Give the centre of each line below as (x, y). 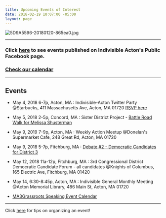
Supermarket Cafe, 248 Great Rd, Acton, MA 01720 (64, 137)
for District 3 (25, 152)
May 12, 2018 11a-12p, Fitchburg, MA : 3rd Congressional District (78, 162)
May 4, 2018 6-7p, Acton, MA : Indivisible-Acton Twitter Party (75, 103)
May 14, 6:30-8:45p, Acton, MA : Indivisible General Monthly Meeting (83, 182)
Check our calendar (29, 69)
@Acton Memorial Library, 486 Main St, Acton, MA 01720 (70, 187)
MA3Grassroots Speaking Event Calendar (55, 196)
